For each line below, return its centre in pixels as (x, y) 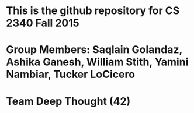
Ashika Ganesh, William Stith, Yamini (97, 62)
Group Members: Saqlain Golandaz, (94, 50)
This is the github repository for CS (93, 11)
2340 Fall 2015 (43, 23)
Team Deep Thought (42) (68, 101)
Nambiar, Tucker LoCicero (71, 75)
